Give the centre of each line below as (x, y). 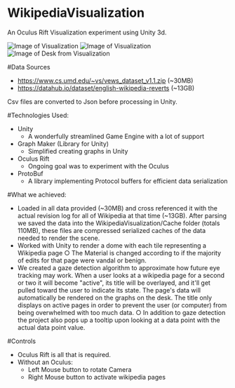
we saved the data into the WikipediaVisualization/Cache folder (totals (119, 223)
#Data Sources (29, 67)
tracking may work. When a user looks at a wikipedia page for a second (121, 275)
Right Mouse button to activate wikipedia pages (97, 377)
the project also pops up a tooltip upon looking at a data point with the (119, 320)
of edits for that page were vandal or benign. (82, 260)
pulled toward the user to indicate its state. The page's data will (109, 290)
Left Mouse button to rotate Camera (80, 369)
